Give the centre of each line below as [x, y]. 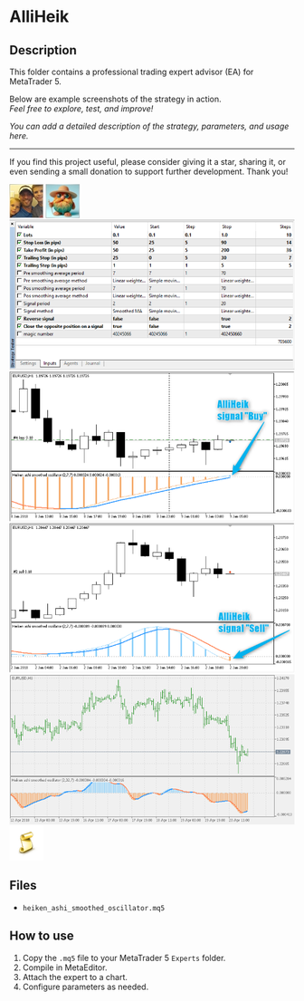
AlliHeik [39, 17]
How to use [42, 936]
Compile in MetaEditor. [65, 967]
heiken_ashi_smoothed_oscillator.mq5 [94, 908]
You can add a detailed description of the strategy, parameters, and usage [149, 126]
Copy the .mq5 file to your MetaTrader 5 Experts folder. [124, 958]
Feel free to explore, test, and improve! [81, 109]
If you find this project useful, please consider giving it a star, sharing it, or [148, 162]
